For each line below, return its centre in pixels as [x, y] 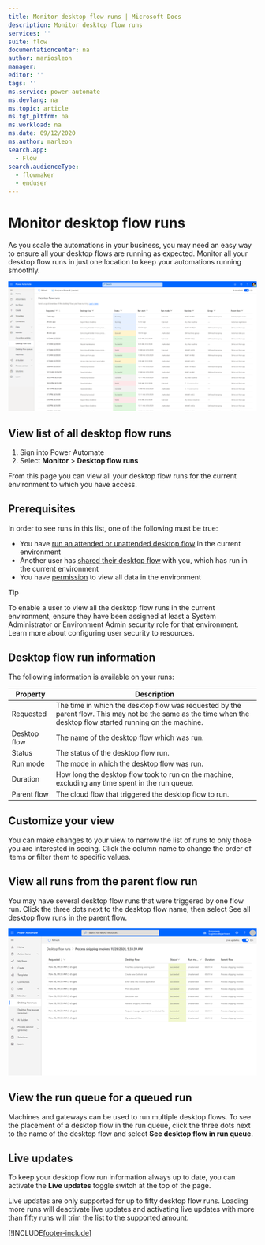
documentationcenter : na [49, 50]
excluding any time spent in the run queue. [125, 783]
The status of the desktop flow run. [112, 752]
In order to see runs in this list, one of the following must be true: [113, 528]
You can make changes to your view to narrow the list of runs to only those [130, 840]
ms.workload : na [35, 125]
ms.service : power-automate [54, 92]
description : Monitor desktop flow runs [76, 25]
